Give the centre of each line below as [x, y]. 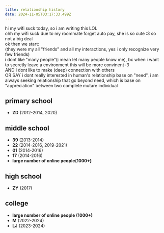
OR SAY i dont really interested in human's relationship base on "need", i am [82, 75]
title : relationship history [35, 10]
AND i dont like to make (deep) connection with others [60, 70]
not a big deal [19, 39]
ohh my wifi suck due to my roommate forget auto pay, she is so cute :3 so [81, 33]
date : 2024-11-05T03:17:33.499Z [38, 14]
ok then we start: [22, 44]
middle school [27, 128]
